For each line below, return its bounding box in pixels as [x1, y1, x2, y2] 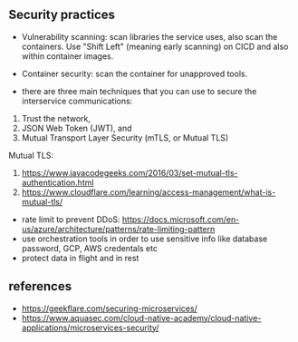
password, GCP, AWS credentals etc [21, 242, 158, 253]
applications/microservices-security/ [21, 322, 159, 333]
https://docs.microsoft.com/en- [121, 213, 240, 225]
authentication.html [21, 177, 94, 188]
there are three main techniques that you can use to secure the [21, 85, 257, 96]
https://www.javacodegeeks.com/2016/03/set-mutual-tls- [21, 167, 238, 178]
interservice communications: [21, 95, 133, 106]
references [8, 278, 72, 294]
